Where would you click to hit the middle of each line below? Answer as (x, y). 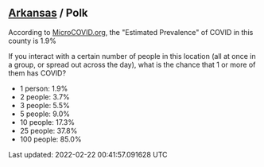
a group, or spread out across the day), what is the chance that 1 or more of (132, 64)
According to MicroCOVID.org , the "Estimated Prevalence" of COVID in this (131, 32)
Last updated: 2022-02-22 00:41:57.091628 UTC (88, 154)
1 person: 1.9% (44, 88)
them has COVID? (37, 73)
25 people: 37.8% (49, 130)
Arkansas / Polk (49, 13)
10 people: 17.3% (47, 122)
